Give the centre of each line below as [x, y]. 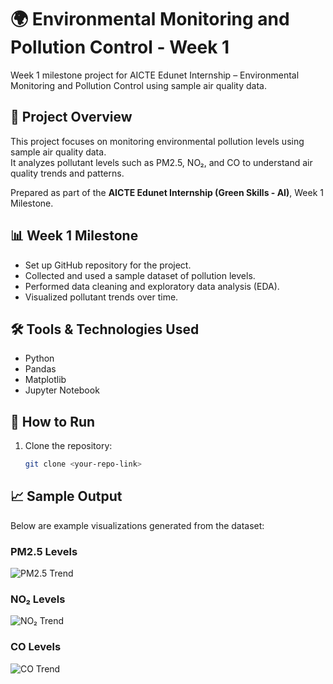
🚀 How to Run [53, 421]
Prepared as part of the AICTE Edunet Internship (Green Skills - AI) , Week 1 [167, 192]
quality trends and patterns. [67, 173]
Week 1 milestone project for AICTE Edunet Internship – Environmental [155, 75]
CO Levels [36, 647]
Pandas [40, 369]
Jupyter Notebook [62, 390]
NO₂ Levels [38, 599]
